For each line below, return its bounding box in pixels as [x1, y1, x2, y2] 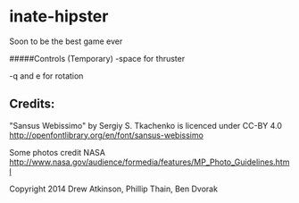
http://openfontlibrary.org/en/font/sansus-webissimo [9, 130, 203, 140]
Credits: [9, 97, 55, 112]
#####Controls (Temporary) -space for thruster [9, 53, 186, 63]
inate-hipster [9, 6, 109, 27]
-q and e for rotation [9, 70, 84, 81]
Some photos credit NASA [9, 147, 105, 157]
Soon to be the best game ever [9, 36, 123, 47]
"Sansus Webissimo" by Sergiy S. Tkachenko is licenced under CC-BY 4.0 [9, 120, 283, 131]
